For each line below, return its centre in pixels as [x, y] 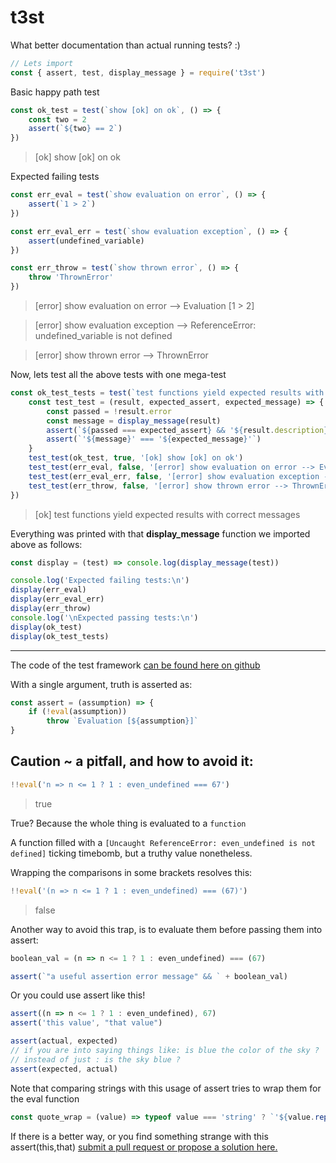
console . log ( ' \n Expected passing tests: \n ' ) [104, 617]
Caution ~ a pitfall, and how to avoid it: [132, 761]
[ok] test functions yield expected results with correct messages [167, 514]
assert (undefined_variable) [86, 241]
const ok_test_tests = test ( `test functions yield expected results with [167, 393]
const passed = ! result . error [109, 411]
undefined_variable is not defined [103, 336]
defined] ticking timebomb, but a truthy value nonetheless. [131, 853]
